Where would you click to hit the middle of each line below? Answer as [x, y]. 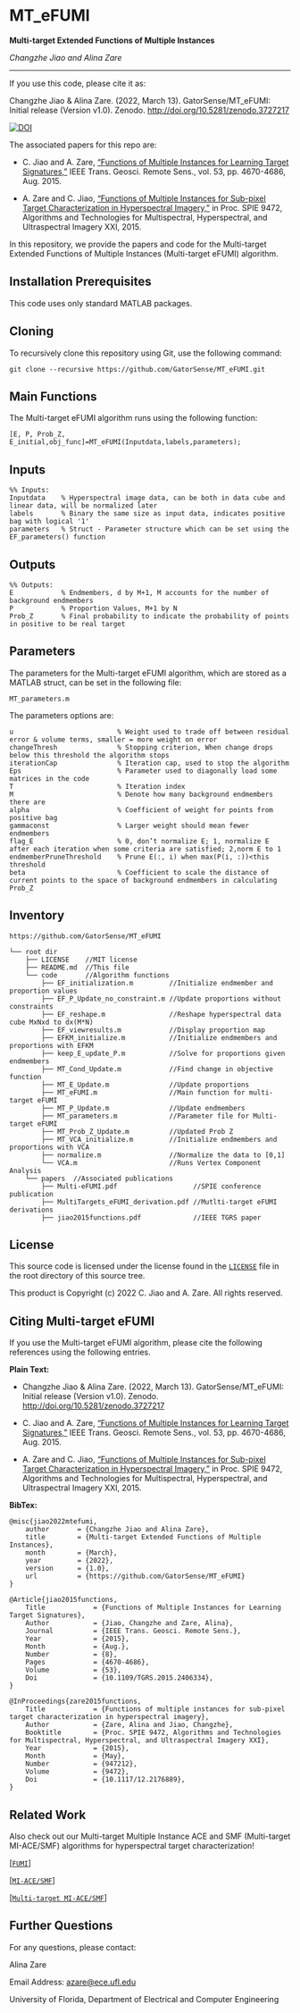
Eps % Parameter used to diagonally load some [143, 771]
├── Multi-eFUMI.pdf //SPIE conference [151, 1186]
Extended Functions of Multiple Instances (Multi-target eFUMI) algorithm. [144, 253]
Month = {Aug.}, [77, 1647]
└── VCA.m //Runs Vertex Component [151, 1162]
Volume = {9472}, [77, 1772]
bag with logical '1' [50, 522]
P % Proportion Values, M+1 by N [93, 608]
